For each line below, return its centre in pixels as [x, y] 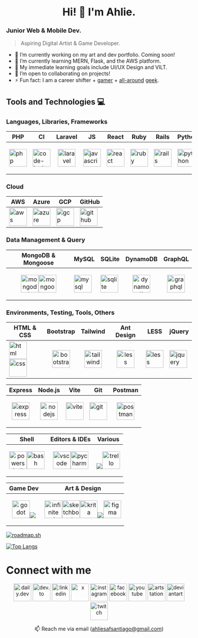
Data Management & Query [46, 240]
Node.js [49, 390]
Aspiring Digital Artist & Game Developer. [70, 43]
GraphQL [176, 259]
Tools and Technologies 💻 [56, 102]
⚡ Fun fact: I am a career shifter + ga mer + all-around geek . [87, 80]
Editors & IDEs [71, 440]
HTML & [25, 328]
